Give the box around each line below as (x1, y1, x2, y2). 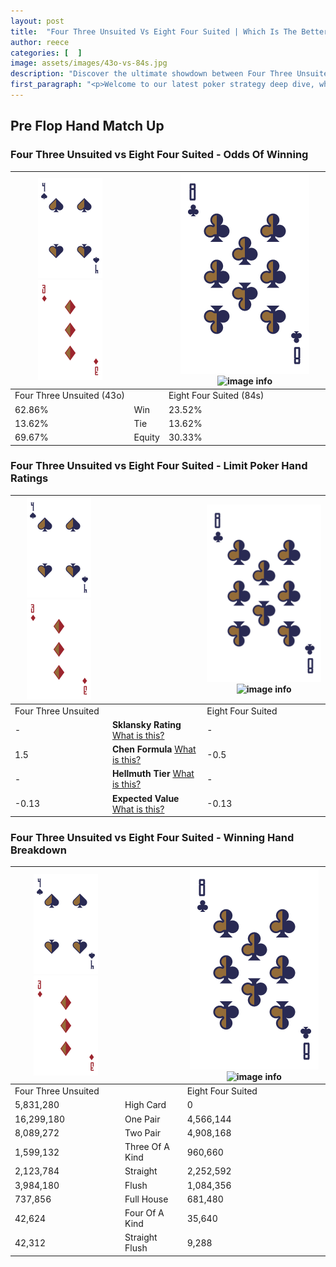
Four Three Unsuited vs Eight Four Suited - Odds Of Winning (10, 148, 309, 162)
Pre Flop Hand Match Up (10, 118, 165, 135)
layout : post (10, 16, 65, 26)
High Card (124, 1099, 167, 1111)
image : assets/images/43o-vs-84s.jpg (10, 58, 168, 69)
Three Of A (124, 1141, 170, 1153)
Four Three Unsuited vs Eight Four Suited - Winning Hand (10, 831, 295, 845)
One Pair (124, 1113, 161, 1125)
